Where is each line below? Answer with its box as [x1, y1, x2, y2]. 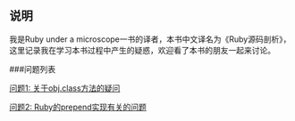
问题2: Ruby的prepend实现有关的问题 [9, 101, 147, 112]
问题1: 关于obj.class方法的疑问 [9, 83, 121, 93]
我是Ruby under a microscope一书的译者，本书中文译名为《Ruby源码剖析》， [9, 34, 291, 44]
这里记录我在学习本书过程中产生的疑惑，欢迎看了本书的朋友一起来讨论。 [9, 44, 275, 55]
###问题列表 [9, 63, 56, 74]
